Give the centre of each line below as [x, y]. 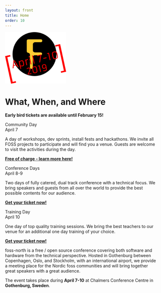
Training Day [18, 212]
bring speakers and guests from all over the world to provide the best [74, 188]
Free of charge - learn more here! [39, 159]
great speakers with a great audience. [43, 271]
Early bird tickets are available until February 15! [54, 115]
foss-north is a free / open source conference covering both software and [79, 250]
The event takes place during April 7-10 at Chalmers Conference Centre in [79, 280]
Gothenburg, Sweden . [28, 286]
